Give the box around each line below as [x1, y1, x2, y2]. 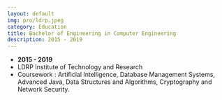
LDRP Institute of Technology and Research [17, 63, 143, 71]
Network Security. [17, 85, 70, 94]
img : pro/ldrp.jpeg [7, 17, 64, 24]
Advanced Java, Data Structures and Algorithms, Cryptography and [17, 78, 212, 86]
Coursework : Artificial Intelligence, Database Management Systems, [17, 71, 215, 79]
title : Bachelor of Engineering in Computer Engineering [7, 29, 177, 37]
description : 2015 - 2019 [7, 36, 82, 43]
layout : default [7, 10, 54, 17]
